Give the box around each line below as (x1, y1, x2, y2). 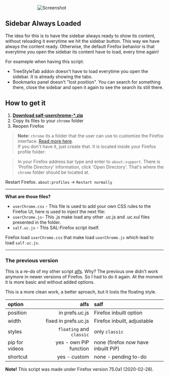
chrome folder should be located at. (17, 169, 90, 175)
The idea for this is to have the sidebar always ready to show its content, (5, 33, 156, 39)
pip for (8, 339, 24, 346)
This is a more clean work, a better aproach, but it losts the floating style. (5, 288, 157, 294)
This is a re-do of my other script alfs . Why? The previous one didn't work (5, 268, 158, 274)
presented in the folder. (12, 219, 61, 225)
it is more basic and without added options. (5, 279, 95, 285)
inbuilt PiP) (94, 345, 120, 352)
